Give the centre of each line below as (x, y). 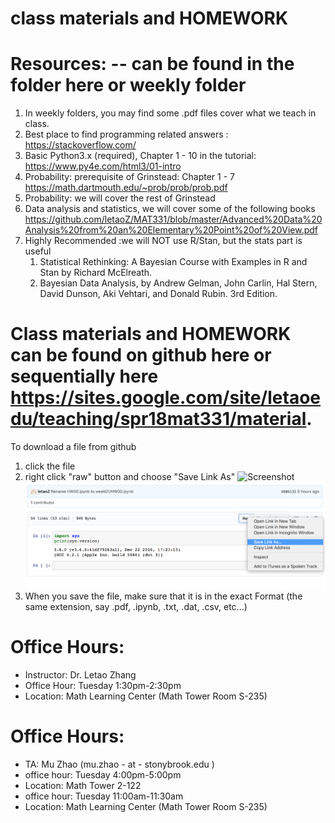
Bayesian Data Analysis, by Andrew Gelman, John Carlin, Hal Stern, (178, 283)
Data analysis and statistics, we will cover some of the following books (170, 209)
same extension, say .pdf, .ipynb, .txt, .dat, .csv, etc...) (136, 606)
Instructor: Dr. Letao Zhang (80, 674)
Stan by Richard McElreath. (96, 273)
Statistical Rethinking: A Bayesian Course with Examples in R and (173, 262)
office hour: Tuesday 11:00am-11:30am (104, 796)
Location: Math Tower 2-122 (83, 785)
